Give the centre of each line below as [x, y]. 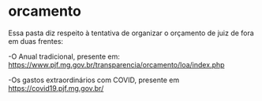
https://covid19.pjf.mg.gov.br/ [56, 88]
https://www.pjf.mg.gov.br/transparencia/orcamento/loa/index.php [116, 64]
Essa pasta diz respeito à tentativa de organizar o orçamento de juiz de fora [131, 33]
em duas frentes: [36, 41]
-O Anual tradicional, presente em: [64, 56]
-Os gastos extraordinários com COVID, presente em [94, 80]
